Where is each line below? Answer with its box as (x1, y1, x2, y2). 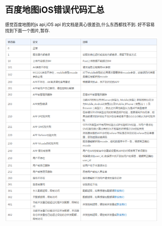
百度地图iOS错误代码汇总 (5, 4, 105, 16)
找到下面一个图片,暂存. (5, 27, 50, 33)
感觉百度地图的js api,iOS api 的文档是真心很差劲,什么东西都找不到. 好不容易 (5, 21, 155, 27)
